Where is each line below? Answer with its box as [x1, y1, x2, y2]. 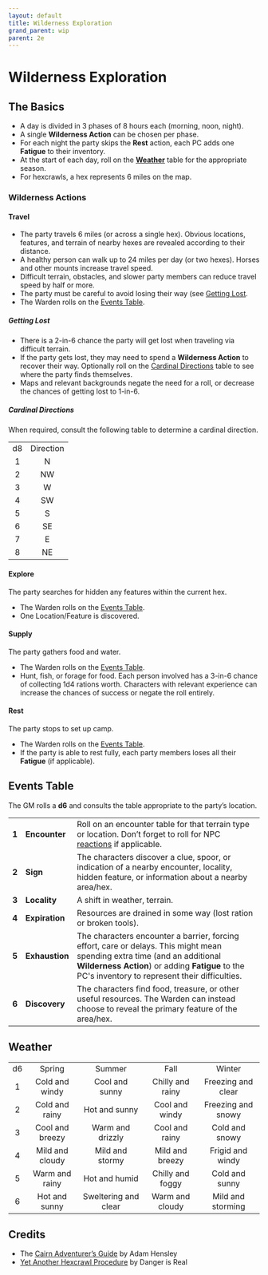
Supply [8, 629, 33, 639]
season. [19, 164, 46, 173]
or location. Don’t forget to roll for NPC [77, 828, 221, 839]
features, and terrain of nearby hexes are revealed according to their [19, 238, 246, 247]
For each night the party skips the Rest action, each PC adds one [19, 138, 235, 148]
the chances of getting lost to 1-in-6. [19, 386, 140, 396]
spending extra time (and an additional [77, 950, 222, 961]
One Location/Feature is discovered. [19, 611, 140, 620]
